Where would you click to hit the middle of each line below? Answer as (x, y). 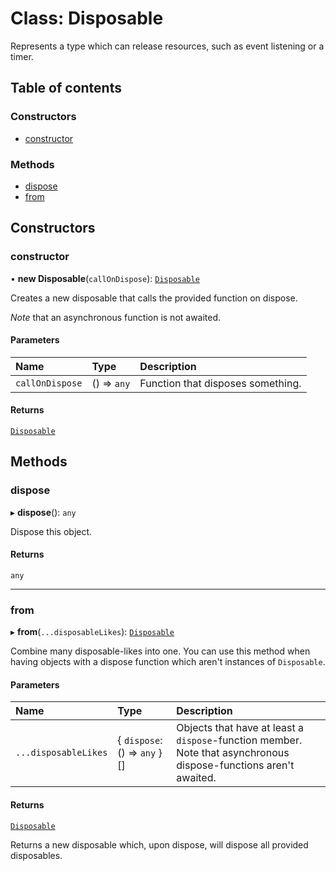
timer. (22, 56)
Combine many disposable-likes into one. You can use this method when (160, 651)
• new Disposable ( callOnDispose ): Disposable (105, 278)
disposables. (36, 855)
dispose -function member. (239, 740)
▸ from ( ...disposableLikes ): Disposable (92, 632)
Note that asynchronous (233, 753)
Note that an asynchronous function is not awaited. (116, 317)
